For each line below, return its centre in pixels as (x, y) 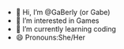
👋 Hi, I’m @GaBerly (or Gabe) (63, 12)
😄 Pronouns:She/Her (50, 37)
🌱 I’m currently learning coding (66, 29)
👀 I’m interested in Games (57, 21)
